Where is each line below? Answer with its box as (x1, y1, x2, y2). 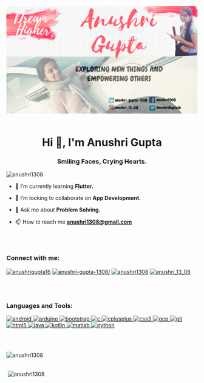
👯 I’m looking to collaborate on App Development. (15, 194, 141, 201)
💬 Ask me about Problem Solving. (15, 206, 101, 213)
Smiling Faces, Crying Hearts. (56, 157, 148, 165)
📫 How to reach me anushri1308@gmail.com (15, 218, 132, 225)
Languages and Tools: (6, 301, 73, 310)
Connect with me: (6, 253, 60, 262)
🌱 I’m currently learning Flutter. (15, 182, 94, 190)
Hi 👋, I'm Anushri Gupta (42, 135, 162, 149)
